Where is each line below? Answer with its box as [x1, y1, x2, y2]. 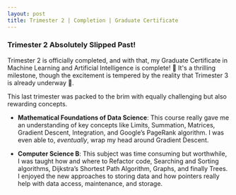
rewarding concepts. [7, 99, 68, 108]
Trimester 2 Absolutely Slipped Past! [7, 40, 136, 50]
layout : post [7, 10, 46, 18]
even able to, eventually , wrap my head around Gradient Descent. [17, 135, 209, 144]
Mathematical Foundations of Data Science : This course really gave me [17, 113, 230, 122]
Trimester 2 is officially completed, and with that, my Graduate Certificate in [7, 56, 228, 64]
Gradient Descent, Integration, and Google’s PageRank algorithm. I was [17, 128, 225, 137]
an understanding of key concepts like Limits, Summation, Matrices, [17, 120, 216, 129]
